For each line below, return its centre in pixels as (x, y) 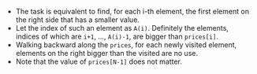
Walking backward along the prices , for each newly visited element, (126, 45)
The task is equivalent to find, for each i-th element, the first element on (132, 11)
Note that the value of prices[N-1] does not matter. (99, 61)
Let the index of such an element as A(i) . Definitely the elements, (122, 28)
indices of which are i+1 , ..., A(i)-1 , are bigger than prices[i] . (117, 36)
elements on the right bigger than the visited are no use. (107, 53)
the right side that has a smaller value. (78, 20)
